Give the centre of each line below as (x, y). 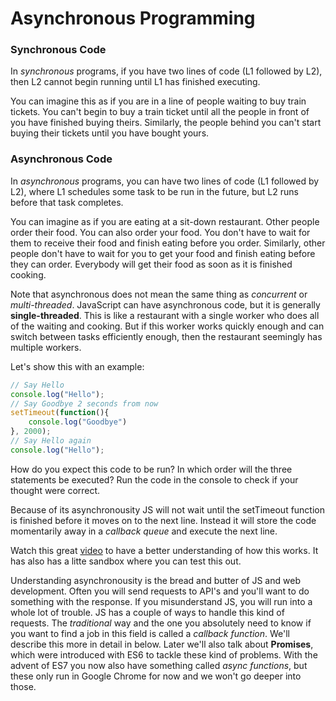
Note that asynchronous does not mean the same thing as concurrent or (159, 294)
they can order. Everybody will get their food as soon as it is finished (151, 264)
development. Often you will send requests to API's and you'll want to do (160, 591)
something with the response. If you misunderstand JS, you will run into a (161, 601)
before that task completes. (67, 202)
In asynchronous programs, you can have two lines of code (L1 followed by (165, 181)
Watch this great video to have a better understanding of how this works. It (164, 550)
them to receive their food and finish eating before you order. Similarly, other (168, 243)
